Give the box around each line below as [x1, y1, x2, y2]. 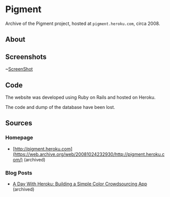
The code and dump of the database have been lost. [5, 104, 116, 110]
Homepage [5, 134, 33, 141]
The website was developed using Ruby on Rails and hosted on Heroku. [5, 94, 156, 100]
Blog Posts [5, 169, 33, 176]
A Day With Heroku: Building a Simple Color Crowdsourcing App [12, 181, 148, 187]
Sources [5, 119, 33, 128]
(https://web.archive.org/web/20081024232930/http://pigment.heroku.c [12, 151, 165, 157]
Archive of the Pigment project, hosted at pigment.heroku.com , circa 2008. [5, 20, 160, 26]
